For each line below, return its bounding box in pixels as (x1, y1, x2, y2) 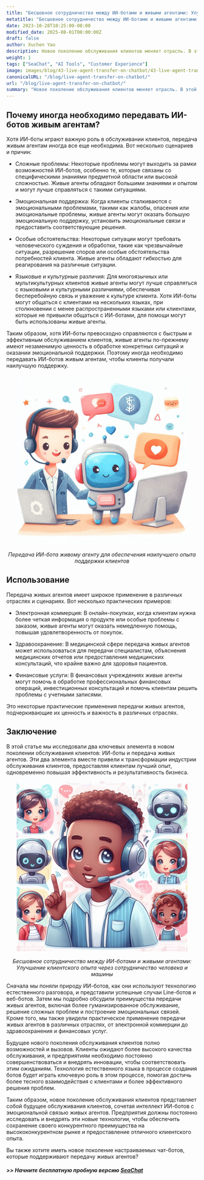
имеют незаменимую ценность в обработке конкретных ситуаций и (6, 342, 184, 350)
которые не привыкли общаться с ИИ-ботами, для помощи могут (15, 311, 186, 319)
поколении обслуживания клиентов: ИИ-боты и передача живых (6, 749, 175, 756)
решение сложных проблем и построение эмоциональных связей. (6, 1008, 180, 1015)
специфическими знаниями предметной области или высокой (15, 173, 178, 180)
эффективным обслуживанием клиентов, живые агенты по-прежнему (6, 336, 189, 343)
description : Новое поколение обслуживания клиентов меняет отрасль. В (6, 49, 191, 55)
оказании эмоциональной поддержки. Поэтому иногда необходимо (6, 349, 183, 356)
